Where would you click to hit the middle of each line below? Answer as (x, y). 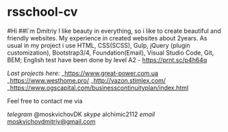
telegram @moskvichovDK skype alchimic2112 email (81, 114)
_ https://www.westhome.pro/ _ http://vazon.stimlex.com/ (87, 80)
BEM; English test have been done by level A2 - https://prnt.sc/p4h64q (107, 60)
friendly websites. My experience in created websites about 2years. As (107, 38)
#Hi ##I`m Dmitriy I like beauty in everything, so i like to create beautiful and (114, 31)
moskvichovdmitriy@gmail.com (51, 121)
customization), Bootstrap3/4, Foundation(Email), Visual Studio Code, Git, (111, 53)
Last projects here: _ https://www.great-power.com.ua (83, 73)
